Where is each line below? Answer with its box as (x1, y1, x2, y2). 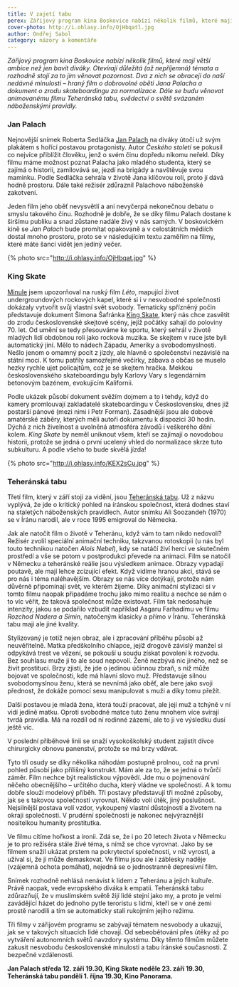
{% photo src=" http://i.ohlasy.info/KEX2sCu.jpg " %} (7, 459, 160, 467)
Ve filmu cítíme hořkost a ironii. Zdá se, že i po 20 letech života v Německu (7, 833, 226, 841)
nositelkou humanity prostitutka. (7, 818, 102, 827)
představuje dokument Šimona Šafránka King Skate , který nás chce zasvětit (7, 310, 230, 319)
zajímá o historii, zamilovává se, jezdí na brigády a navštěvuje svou (7, 166, 203, 174)
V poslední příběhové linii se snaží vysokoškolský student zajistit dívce (7, 737, 215, 745)
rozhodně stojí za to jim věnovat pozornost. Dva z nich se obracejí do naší (7, 72, 225, 80)
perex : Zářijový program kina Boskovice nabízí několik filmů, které (7, 17, 218, 24)
